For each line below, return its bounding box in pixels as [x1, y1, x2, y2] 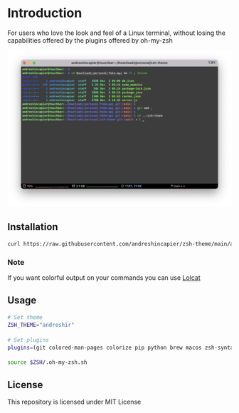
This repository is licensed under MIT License [7, 397, 142, 406]
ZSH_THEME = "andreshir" [7, 321, 75, 328]
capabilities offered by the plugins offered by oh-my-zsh [7, 36, 173, 44]
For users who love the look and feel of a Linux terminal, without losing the [7, 28, 226, 37]
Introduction [7, 5, 83, 21]
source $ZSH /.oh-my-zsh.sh [7, 359, 87, 366]
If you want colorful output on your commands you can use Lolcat [7, 273, 201, 282]
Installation [7, 221, 58, 233]
